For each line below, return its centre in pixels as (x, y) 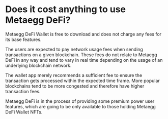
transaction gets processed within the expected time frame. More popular (83, 81)
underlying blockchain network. (38, 65)
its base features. (23, 39)
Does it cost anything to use (66, 9)
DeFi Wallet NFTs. (24, 112)
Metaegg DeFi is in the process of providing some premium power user (80, 101)
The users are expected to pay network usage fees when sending (74, 49)
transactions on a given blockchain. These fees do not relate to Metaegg (81, 55)
